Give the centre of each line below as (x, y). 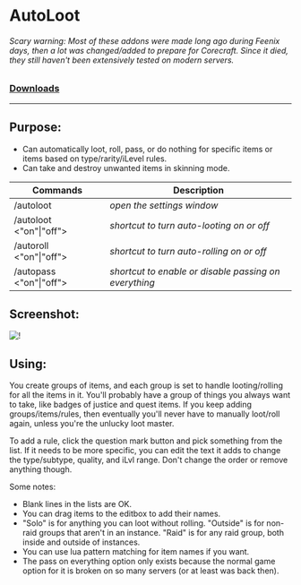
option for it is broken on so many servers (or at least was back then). (150, 571)
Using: (28, 364)
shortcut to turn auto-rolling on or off (188, 251)
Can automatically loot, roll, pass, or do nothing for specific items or (147, 149)
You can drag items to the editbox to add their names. (121, 514)
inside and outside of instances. (81, 542)
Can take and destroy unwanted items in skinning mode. (126, 168)
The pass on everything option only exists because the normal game (149, 562)
